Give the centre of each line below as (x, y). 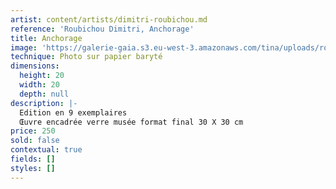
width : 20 (39, 85)
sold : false (35, 141)
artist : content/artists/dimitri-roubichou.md (109, 19)
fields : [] (33, 159)
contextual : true (46, 150)
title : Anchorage (46, 38)
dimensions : (35, 66)
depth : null (44, 94)
